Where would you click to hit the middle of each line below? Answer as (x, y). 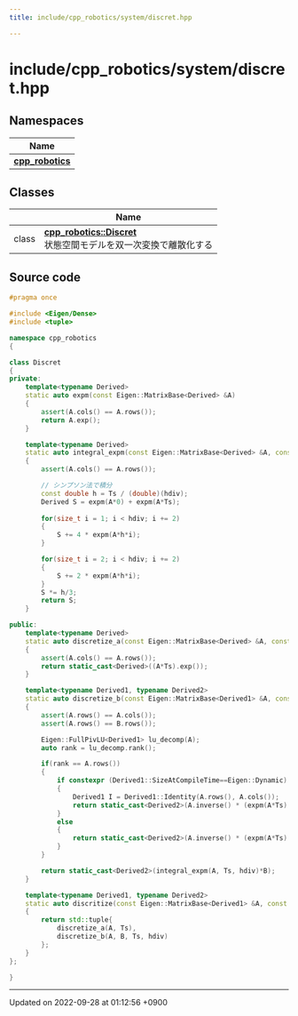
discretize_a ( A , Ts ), (97, 928)
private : (25, 379)
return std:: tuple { (77, 920)
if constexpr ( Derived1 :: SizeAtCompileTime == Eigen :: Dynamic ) (172, 780)
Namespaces (47, 121)
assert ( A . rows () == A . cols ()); (99, 715)
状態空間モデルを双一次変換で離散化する (128, 245)
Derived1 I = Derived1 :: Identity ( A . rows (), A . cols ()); (176, 796)
